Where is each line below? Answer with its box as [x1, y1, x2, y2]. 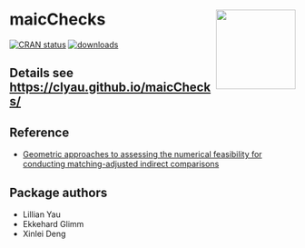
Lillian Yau [22, 209, 61, 220]
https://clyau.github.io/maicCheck [9, 80, 212, 95]
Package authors [9, 184, 108, 200]
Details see [9, 65, 74, 81]
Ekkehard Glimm [22, 218, 84, 229]
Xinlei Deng [22, 228, 66, 239]
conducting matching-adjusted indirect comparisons [22, 159, 220, 170]
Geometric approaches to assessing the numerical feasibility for [22, 149, 262, 160]
